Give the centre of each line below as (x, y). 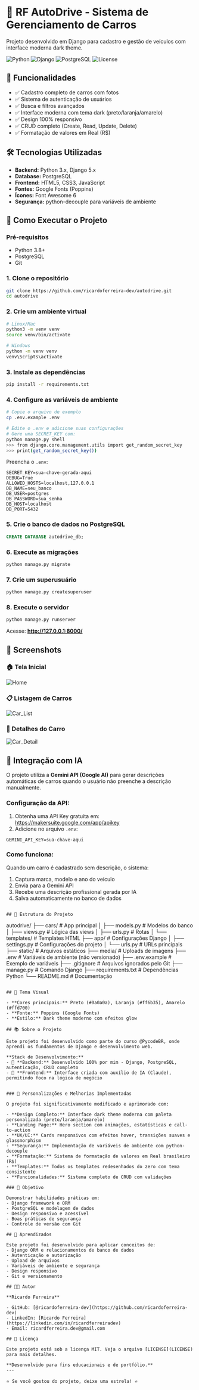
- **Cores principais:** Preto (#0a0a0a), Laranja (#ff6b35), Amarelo (96, 1002)
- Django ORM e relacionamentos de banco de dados (70, 1250)
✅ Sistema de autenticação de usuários (63, 99)
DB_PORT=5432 (22, 509)
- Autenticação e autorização (44, 1255)
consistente (21, 1172)
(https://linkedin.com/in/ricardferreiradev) (63, 1323)
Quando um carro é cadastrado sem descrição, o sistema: (77, 868)
